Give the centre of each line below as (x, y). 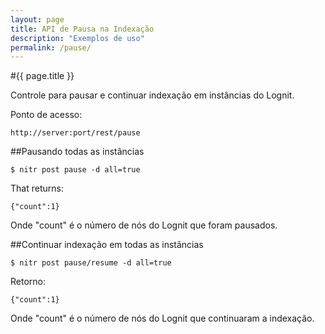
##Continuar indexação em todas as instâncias (107, 245)
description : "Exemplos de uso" (77, 38)
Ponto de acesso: (46, 115)
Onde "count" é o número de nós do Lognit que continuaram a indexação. (162, 318)
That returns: (37, 188)
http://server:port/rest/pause (75, 133)
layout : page (37, 19)
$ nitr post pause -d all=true (75, 170)
